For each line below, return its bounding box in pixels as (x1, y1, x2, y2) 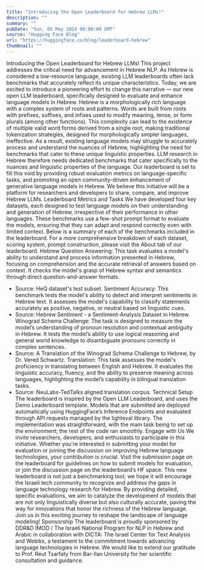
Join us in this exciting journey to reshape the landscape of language (15, 511, 188, 518)
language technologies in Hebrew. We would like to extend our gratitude (15, 543, 195, 551)
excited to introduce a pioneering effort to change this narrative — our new (6, 85, 194, 93)
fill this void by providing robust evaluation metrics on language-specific (6, 169, 187, 177)
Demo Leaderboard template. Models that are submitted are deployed (15, 401, 190, 409)
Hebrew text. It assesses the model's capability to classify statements (15, 298, 190, 305)
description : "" (6, 15, 47, 21)
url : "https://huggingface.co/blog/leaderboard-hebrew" (6, 37, 151, 43)
